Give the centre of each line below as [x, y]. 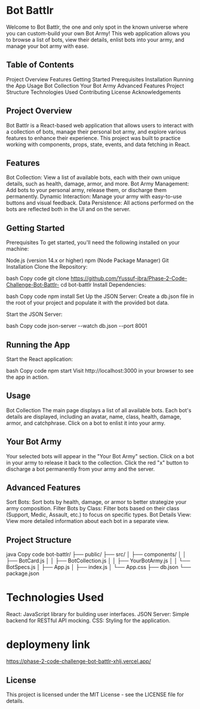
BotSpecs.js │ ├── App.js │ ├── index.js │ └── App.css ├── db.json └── [99, 567]
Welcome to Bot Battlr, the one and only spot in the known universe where [97, 27]
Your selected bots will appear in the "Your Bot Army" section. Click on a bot [100, 456]
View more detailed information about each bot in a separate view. [88, 521]
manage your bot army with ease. [47, 46]
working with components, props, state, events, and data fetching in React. [99, 144]
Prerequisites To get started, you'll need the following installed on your [93, 242]
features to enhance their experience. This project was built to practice [93, 138]
